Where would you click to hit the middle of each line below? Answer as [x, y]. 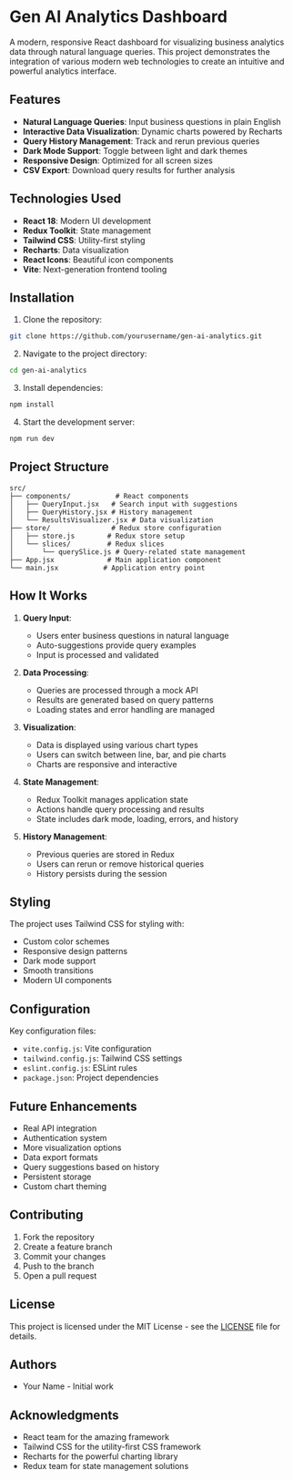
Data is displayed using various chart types [117, 745]
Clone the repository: [62, 320]
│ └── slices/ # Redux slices [87, 544]
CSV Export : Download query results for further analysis [129, 170]
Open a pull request [60, 1275]
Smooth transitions [58, 971]
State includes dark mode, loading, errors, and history [137, 818]
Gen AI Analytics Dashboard [118, 17]
